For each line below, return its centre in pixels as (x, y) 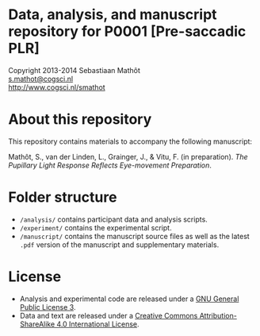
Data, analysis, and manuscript (113, 15)
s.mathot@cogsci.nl (41, 79)
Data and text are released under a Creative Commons (109, 315)
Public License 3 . (48, 307)
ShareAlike (37, 324)
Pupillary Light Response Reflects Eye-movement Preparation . (110, 165)
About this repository (80, 120)
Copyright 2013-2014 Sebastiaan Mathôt (75, 70)
